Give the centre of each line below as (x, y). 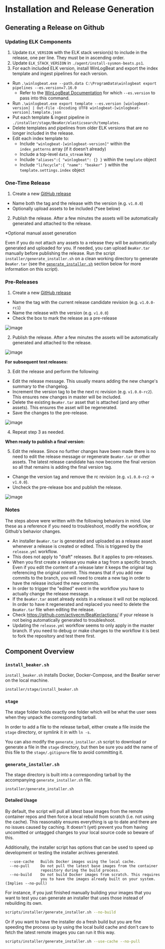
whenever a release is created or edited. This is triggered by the (78, 546)
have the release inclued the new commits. (56, 583)
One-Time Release (28, 183)
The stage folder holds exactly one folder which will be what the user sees (81, 712)
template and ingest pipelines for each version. (60, 73)
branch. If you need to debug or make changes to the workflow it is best (86, 630)
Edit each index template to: (41, 138)
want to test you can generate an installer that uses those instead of (74, 898)
